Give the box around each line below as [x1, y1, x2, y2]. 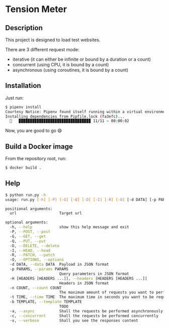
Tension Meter [5, 4, 67, 15]
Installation [5, 81, 41, 90]
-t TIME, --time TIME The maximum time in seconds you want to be [10, 295, 154, 300]
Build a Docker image [5, 142, 73, 151]
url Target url [10, 211, 82, 216]
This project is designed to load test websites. [5, 37, 101, 43]
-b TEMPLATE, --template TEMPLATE [10, 299, 82, 304]
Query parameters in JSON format [59, 271, 129, 276]
